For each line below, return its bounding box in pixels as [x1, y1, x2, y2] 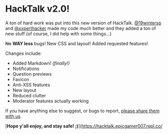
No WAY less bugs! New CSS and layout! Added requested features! [5, 40, 148, 46]
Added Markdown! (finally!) [12, 60, 70, 66]
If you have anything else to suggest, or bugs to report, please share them [5, 108, 160, 114]
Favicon [12, 76, 29, 82]
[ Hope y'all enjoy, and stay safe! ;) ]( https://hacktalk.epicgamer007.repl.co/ [5, 123, 163, 129]
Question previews [12, 71, 52, 77]
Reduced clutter [12, 92, 47, 98]
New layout [12, 87, 36, 93]
